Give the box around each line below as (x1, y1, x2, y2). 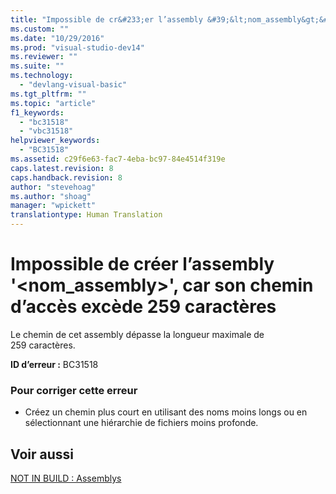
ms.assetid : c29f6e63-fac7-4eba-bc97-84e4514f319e (10, 154, 226, 164)
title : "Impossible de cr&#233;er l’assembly (10, 14, 203, 25)
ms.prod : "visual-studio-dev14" (10, 42, 145, 53)
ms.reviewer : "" (10, 52, 78, 62)
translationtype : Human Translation (10, 210, 163, 220)
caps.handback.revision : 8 (10, 172, 123, 183)
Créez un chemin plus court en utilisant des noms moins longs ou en (24, 406, 308, 418)
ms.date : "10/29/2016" (10, 33, 105, 43)
